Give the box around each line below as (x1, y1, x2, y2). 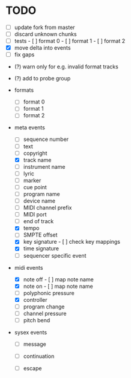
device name (23, 197, 55, 204)
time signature (23, 245, 59, 252)
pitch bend (23, 316, 50, 324)
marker (23, 177, 41, 184)
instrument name (23, 163, 65, 170)
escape (23, 365, 42, 372)
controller (23, 296, 47, 303)
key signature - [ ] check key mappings (23, 238, 121, 246)
